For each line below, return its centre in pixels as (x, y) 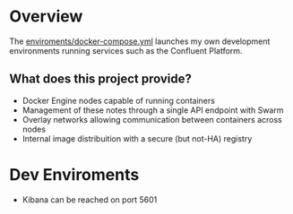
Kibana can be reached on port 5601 (90, 200)
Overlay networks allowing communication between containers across (152, 119)
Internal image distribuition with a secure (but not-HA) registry (137, 138)
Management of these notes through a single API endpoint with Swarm (153, 110)
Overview (46, 17)
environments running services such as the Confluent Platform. (126, 50)
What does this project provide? (101, 79)
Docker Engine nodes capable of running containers (118, 100)
